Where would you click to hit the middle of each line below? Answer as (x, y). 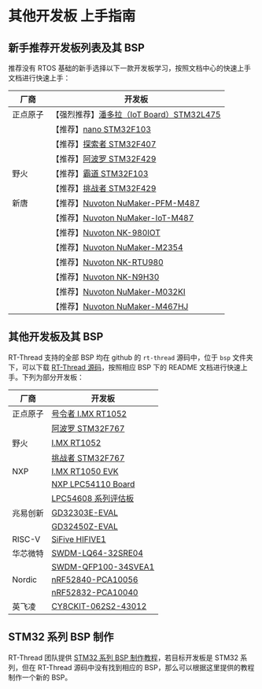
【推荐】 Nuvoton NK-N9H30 (105, 277)
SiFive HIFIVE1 (79, 539)
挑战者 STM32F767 (88, 457)
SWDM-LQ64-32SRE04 (98, 553)
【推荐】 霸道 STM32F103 (100, 174)
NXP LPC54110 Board (93, 483)
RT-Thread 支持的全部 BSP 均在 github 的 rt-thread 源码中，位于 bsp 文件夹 (131, 357)
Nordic (25, 580)
